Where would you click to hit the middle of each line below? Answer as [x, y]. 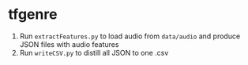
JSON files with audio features [69, 44]
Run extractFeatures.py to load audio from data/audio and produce [130, 36]
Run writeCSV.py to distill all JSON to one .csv [94, 52]
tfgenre [33, 14]
